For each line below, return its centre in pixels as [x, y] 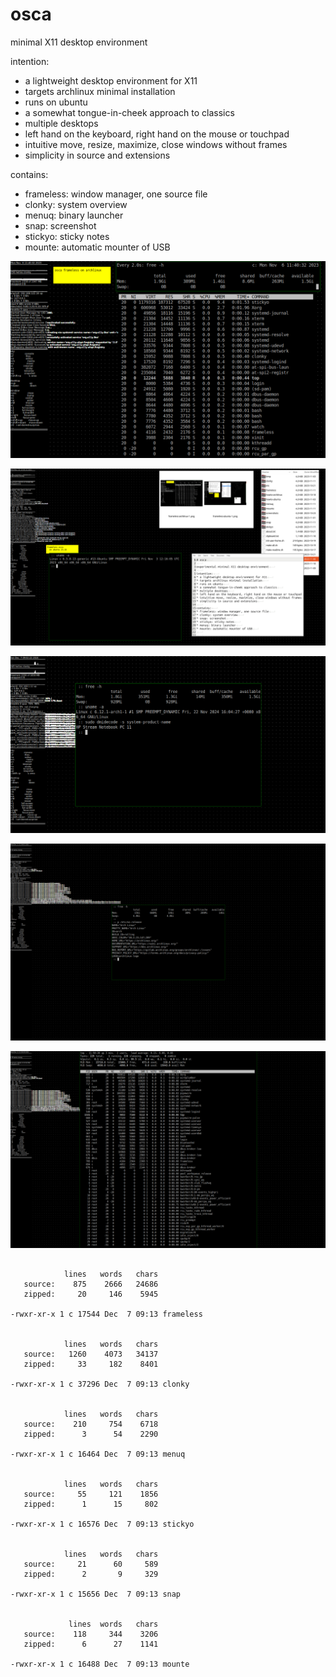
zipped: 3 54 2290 [91, 1434]
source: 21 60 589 [91, 1564]
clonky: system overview [76, 204]
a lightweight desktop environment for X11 [111, 80]
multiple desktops [61, 123]
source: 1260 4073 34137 [91, 1354]
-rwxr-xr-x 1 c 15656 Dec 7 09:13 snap [96, 1594]
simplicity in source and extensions [97, 155]
